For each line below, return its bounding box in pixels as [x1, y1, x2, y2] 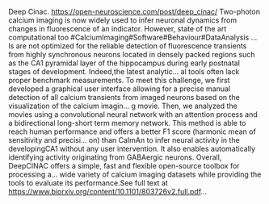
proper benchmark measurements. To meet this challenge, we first [8, 76, 230, 85]
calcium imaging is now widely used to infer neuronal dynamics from [8, 15, 237, 25]
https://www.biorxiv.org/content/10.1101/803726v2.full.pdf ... [8, 187, 208, 196]
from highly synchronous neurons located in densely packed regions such [8, 50, 255, 59]
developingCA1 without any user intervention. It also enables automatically [8, 144, 256, 153]
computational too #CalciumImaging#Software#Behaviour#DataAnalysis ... [8, 32, 258, 42]
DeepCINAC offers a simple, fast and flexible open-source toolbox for [8, 161, 240, 170]
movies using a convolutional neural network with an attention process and [8, 110, 258, 119]
